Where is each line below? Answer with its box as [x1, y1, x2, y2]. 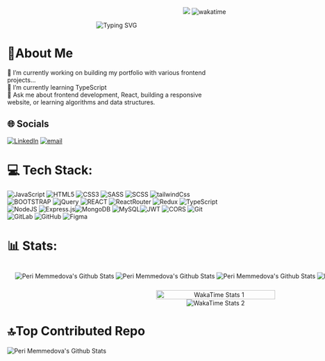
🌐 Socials [7, 118, 50, 130]
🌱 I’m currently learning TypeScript [7, 83, 107, 91]
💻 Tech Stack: [7, 162, 93, 178]
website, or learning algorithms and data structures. [7, 97, 156, 106]
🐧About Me [7, 45, 74, 61]
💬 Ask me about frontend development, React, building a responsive [7, 90, 202, 99]
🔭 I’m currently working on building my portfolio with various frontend [7, 68, 206, 77]
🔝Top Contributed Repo [7, 323, 146, 339]
